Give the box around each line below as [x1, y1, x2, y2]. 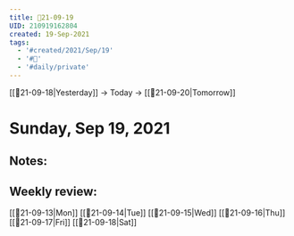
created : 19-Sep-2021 [9, 29, 90, 38]
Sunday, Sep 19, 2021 [9, 118, 171, 139]
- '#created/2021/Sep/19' [17, 46, 114, 55]
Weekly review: [9, 183, 98, 199]
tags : [9, 37, 29, 47]
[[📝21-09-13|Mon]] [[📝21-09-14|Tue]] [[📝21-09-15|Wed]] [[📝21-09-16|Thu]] [9, 208, 286, 218]
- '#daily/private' [17, 63, 90, 72]
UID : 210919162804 [9, 21, 78, 30]
